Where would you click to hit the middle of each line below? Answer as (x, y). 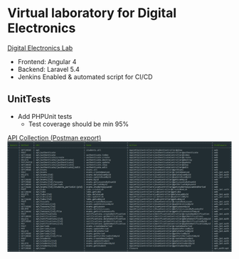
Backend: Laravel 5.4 (48, 69)
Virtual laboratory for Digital (92, 13)
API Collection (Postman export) (54, 137)
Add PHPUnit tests (45, 116)
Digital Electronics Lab (40, 48)
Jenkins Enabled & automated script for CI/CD (85, 77)
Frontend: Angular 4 (47, 61)
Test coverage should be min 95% (79, 124)
